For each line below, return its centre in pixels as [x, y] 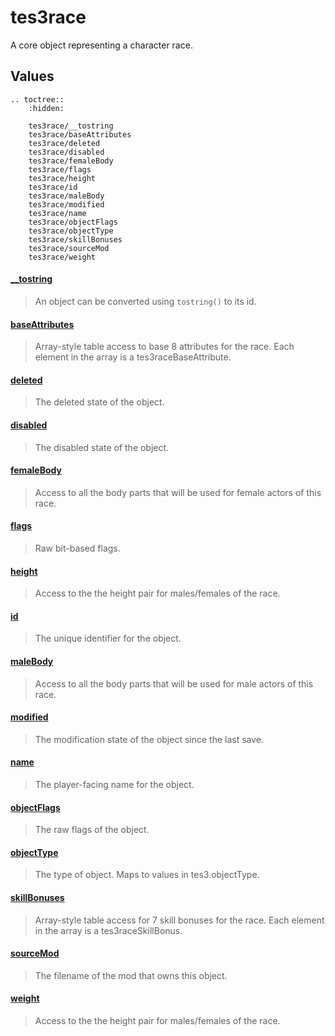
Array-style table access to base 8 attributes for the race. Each [164, 347]
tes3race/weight [62, 257]
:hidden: [46, 108]
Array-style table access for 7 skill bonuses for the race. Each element [179, 920]
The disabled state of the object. [102, 447]
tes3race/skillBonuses [75, 239]
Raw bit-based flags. [77, 548]
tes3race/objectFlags [73, 222]
